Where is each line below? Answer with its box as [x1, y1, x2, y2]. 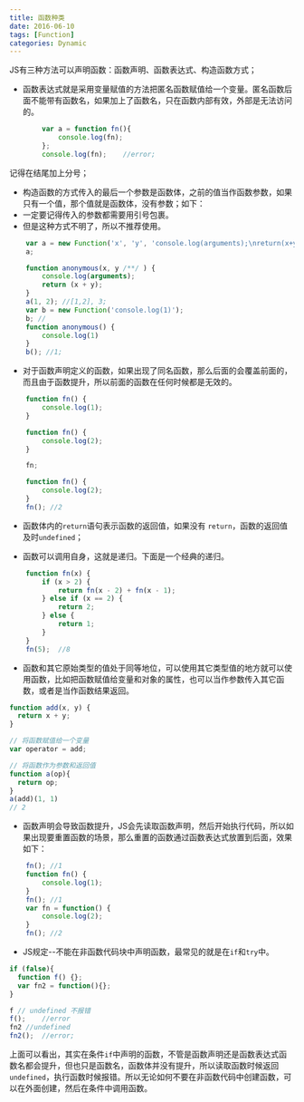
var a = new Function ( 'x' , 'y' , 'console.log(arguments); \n [25, 238, 257, 247]
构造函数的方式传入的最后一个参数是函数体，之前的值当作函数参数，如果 [22, 187, 292, 198]
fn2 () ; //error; [9, 1031, 75, 1040]
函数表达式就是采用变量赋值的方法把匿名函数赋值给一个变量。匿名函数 [22, 83, 285, 95]
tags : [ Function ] [9, 30, 75, 39]
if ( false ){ [9, 964, 54, 973]
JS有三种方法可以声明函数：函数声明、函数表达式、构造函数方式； [9, 64, 257, 75]
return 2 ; [57, 603, 95, 612]
